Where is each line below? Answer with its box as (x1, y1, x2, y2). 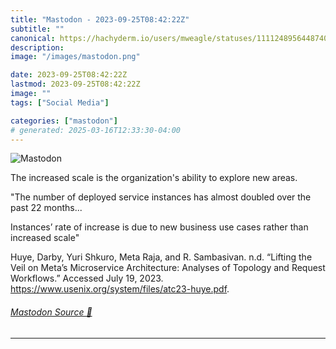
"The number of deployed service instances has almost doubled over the (10, 191, 312, 203)
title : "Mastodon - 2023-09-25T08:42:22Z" (10, 14, 190, 25)
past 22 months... (10, 202, 83, 214)
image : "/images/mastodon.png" (10, 52, 141, 62)
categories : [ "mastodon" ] (10, 116, 118, 126)
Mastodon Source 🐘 (10, 306, 93, 318)
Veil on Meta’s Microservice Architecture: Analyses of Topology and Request (10, 262, 326, 274)
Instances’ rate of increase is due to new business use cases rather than (10, 221, 309, 233)
